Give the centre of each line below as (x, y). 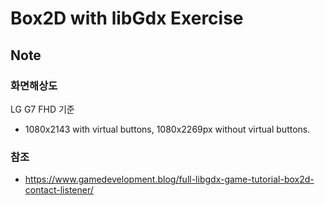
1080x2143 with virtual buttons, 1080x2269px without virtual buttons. (167, 129)
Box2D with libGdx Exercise (127, 18)
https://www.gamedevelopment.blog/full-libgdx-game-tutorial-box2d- (169, 179)
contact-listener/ (59, 190)
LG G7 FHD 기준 (42, 109)
